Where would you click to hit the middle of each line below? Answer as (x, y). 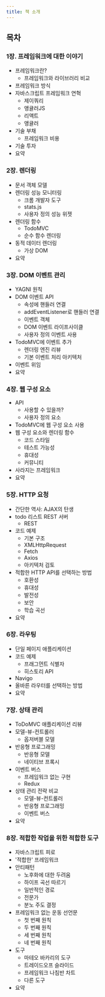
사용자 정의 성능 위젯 (48, 214)
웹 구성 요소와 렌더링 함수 (45, 433)
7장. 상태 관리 (25, 710)
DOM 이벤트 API (34, 296)
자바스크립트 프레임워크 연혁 (48, 93)
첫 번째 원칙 (37, 920)
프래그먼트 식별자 (44, 664)
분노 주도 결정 (40, 905)
